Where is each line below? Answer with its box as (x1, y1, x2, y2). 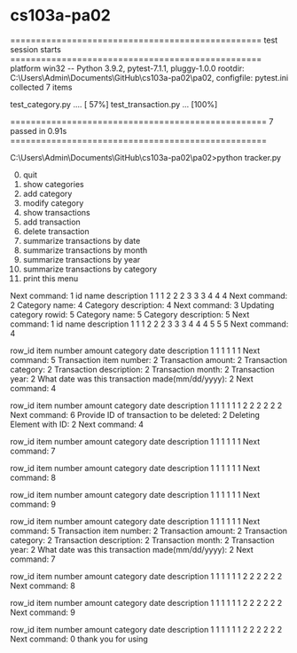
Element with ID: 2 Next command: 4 (10, 419, 145, 429)
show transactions (22, 207, 91, 217)
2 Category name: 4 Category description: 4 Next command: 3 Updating (10, 299, 275, 311)
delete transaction (22, 225, 90, 236)
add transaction (22, 216, 81, 227)
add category (22, 188, 73, 199)
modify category (22, 197, 84, 208)
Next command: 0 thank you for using (10, 633, 149, 644)
